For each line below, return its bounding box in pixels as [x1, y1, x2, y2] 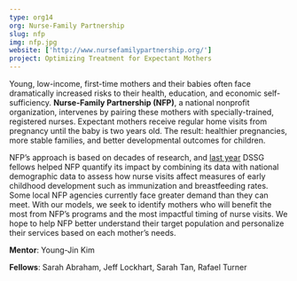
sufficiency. [9, 98, 51, 107]
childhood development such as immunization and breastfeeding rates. [9, 181, 269, 191]
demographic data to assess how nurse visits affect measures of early [9, 171, 266, 182]
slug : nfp [9, 29, 46, 38]
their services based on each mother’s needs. [9, 228, 176, 238]
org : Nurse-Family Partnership [9, 21, 125, 30]
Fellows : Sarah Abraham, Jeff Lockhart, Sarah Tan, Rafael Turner [9, 262, 247, 272]
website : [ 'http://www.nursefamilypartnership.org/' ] [9, 46, 213, 55]
